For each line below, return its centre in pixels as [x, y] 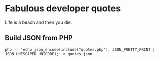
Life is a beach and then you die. [39, 22]
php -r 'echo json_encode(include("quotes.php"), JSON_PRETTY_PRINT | [80, 49]
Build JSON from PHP [39, 38]
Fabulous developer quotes [63, 9]
